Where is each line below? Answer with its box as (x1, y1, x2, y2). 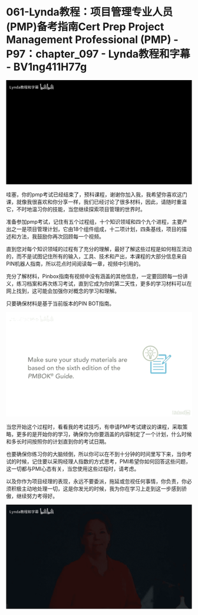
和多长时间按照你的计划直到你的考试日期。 (6, 438, 110, 445)
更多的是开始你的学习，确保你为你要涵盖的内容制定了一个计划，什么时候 (16, 431, 192, 438)
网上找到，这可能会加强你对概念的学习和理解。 (6, 287, 120, 295)
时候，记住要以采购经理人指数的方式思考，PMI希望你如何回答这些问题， (16, 458, 192, 465)
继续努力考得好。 (16, 492, 58, 500)
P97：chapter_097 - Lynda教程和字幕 (6, 48, 190, 61)
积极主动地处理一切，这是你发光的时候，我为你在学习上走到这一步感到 (11, 485, 181, 492)
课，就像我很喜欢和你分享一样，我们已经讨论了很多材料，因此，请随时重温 (6, 199, 187, 206)
